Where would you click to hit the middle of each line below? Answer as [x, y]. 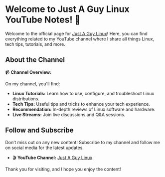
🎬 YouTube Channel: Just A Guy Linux [52, 158]
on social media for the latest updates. [44, 148]
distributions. [26, 99]
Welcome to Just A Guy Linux [67, 9]
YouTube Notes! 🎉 [43, 20]
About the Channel [35, 60]
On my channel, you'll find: [33, 84]
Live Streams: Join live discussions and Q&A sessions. [69, 114]
